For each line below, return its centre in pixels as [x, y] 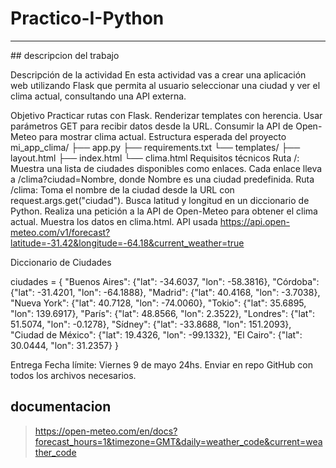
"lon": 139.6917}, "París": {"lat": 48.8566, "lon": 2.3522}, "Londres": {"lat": [162, 313]
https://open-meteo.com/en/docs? [106, 431]
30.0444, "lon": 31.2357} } [64, 345]
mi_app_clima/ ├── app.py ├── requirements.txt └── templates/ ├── [155, 147]
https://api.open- [255, 221]
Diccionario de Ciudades [61, 262]
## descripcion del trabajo [65, 55]
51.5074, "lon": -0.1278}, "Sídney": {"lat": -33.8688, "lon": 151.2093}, [151, 324]
